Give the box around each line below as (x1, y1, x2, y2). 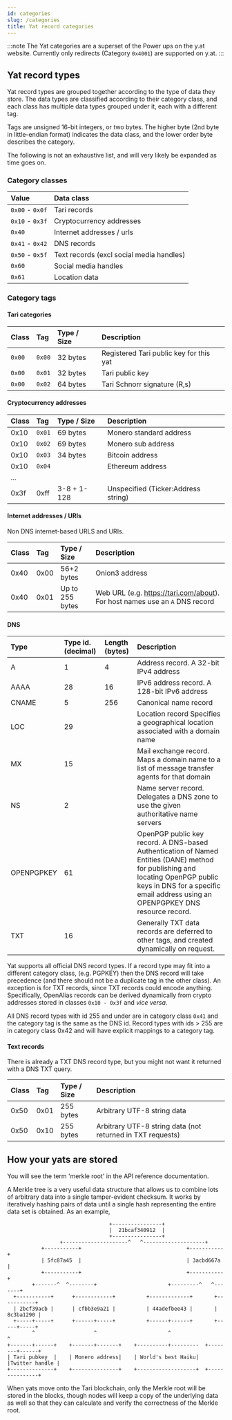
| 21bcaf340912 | (109, 1227, 166, 1234)
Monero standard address (107, 428, 191, 437)
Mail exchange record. (137, 746, 209, 756)
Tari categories (7, 310, 52, 319)
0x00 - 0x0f (10, 205, 48, 215)
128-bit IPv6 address (137, 687, 209, 697)
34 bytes (57, 450, 86, 460)
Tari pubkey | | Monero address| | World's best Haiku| (13, 1354, 199, 1361)
